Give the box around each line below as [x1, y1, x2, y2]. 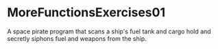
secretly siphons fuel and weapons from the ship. [7, 34, 147, 42]
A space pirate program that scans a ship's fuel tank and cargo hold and [7, 27, 211, 35]
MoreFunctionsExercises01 [7, 5, 166, 20]
